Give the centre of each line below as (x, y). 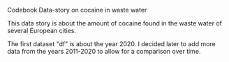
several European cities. (42, 31)
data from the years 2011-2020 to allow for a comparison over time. (104, 51)
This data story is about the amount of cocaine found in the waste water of (114, 23)
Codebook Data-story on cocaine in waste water (77, 10)
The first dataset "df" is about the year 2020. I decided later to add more (112, 44)
